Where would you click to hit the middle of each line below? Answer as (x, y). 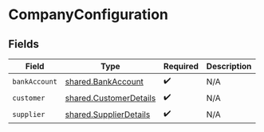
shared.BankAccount (104, 81)
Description (229, 66)
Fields (24, 44)
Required (181, 66)
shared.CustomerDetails (110, 98)
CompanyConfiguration (89, 15)
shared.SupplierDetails (108, 115)
